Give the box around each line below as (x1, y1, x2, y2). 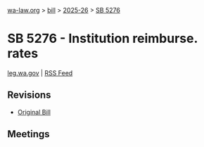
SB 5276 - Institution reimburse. (7, 31, 198, 46)
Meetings (7, 128, 51, 140)
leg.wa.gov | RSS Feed (7, 68, 73, 77)
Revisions (7, 89, 51, 101)
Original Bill (17, 108, 51, 116)
